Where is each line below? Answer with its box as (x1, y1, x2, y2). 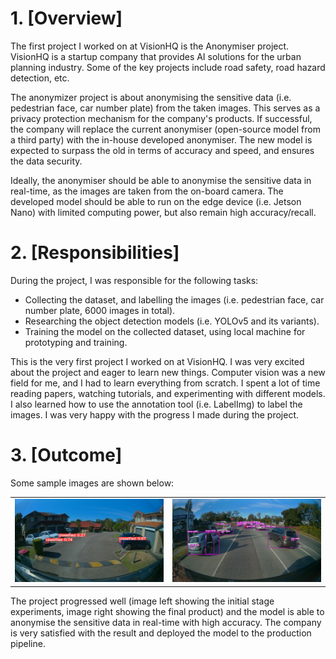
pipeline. (10, 637, 46, 649)
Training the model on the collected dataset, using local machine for (24, 325, 306, 337)
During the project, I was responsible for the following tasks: (10, 274, 259, 286)
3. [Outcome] (10, 444, 123, 467)
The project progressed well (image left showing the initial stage (10, 595, 275, 607)
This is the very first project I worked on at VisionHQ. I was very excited (10, 355, 305, 367)
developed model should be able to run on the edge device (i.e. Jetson (10, 195, 302, 207)
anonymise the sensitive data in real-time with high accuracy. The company (10, 616, 322, 628)
